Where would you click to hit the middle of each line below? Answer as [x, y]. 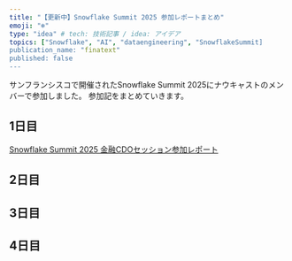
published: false [41, 58]
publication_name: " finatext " [65, 50]
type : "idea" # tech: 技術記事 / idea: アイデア [95, 34]
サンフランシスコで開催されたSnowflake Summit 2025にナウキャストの [139, 84]
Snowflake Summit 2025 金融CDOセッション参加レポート [114, 149]
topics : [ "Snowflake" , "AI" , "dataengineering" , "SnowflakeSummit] [136, 42]
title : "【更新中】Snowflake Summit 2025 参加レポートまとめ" [117, 17]
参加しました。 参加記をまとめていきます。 [110, 96]
